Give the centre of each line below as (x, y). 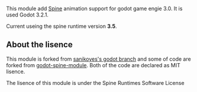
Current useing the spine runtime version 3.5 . (62, 26)
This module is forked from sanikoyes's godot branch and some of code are (98, 59)
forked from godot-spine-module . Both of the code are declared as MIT (93, 65)
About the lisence (39, 45)
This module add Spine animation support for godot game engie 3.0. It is (94, 9)
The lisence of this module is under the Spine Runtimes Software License (95, 83)
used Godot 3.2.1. (28, 15)
